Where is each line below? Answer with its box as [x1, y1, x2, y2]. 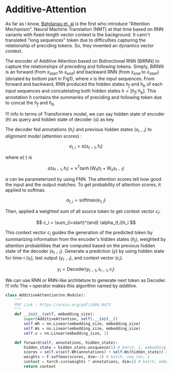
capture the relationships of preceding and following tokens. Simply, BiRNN [5, 63, 164, 69]
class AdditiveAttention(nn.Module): [5, 292, 86, 297]
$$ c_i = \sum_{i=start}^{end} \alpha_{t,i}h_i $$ [36, 219, 136, 226]
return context [24, 364, 56, 369]
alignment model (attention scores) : [5, 133, 82, 139]
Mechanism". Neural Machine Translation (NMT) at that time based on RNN [5, 26, 164, 32]
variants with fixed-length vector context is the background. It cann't [5, 31, 150, 38]
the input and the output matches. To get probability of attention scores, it [5, 181, 161, 188]
